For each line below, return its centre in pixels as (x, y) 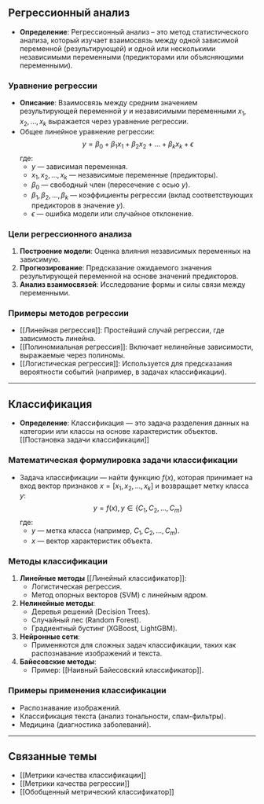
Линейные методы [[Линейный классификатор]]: (103, 578)
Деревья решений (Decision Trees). (91, 611)
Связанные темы (53, 756)
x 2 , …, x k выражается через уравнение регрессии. (104, 122)
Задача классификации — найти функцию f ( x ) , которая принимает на (136, 477)
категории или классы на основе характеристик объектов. (118, 431)
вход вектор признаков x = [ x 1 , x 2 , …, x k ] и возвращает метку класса (134, 486)
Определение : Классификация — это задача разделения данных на (134, 423)
